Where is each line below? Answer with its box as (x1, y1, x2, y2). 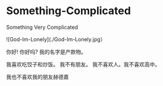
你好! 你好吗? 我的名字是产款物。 (6, 48, 87, 55)
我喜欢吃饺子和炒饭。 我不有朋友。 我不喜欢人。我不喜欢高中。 (6, 61, 161, 68)
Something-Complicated (6, 4, 131, 18)
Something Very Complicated (6, 24, 79, 31)
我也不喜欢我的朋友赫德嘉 (6, 73, 69, 80)
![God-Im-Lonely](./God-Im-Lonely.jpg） (6, 35, 106, 42)
